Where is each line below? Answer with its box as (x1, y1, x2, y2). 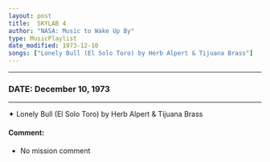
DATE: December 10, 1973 (8, 83, 111, 94)
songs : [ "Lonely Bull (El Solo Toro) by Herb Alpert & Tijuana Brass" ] (8, 49, 253, 57)
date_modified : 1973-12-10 (8, 42, 99, 50)
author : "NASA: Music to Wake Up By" (8, 27, 135, 35)
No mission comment (19, 146, 91, 156)
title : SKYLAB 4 (8, 19, 67, 27)
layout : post (8, 11, 52, 20)
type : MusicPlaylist (8, 34, 78, 43)
